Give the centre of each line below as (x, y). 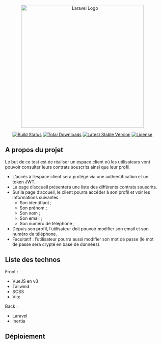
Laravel (20, 316)
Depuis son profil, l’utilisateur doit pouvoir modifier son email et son (80, 229)
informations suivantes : (37, 197)
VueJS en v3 (25, 281)
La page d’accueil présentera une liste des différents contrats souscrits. (84, 187)
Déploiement (25, 336)
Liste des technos (33, 260)
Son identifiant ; (35, 202)
